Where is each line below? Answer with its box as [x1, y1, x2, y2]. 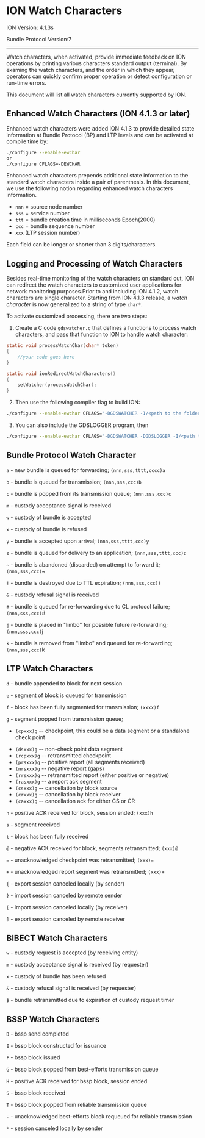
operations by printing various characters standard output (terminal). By [6, 59, 187, 67]
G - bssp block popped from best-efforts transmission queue [6, 1065, 159, 1073]
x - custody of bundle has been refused [6, 973, 106, 980]
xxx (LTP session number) [15, 229, 81, 237]
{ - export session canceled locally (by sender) [6, 879, 125, 887]
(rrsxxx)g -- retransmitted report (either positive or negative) [15, 771, 170, 778]
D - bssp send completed [6, 1030, 69, 1037]
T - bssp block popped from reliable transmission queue [6, 1101, 148, 1109]
